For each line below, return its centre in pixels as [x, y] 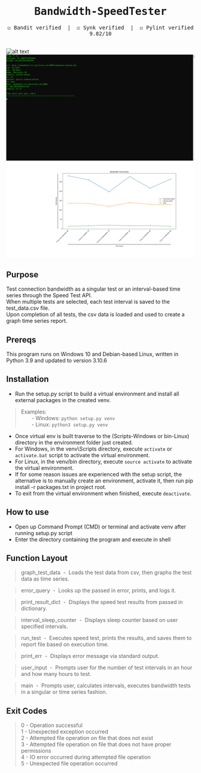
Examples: [33, 412]
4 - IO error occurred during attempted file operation [86, 757]
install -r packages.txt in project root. [60, 487]
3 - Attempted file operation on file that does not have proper [96, 744]
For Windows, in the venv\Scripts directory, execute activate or [93, 449]
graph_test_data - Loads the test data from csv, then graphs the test [106, 573]
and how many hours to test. [56, 674]
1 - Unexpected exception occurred [65, 732]
